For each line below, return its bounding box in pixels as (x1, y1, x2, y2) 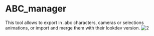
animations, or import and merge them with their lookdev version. (5, 24, 140, 30)
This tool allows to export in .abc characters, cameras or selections (5, 19, 144, 25)
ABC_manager (5, 3, 67, 14)
